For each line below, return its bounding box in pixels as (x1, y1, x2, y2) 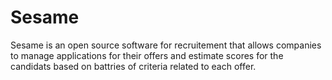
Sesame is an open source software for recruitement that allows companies (10, 39, 322, 51)
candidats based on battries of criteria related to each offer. (10, 60, 257, 72)
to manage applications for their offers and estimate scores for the (10, 49, 284, 61)
